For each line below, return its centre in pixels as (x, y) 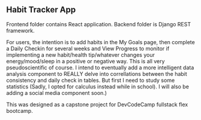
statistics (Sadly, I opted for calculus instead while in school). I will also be (97, 87)
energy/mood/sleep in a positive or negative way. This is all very (85, 61)
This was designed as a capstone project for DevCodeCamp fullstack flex (97, 104)
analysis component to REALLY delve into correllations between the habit (97, 73)
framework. (20, 30)
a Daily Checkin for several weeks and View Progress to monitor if (88, 48)
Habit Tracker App (41, 10)
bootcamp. (19, 110)
